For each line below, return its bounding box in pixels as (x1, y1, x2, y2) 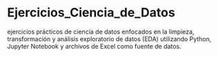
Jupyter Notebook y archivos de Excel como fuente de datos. (7, 42, 181, 50)
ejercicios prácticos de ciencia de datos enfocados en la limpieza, (7, 27, 195, 36)
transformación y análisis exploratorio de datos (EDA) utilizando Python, (7, 34, 212, 43)
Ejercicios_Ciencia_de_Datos (7, 5, 176, 21)
